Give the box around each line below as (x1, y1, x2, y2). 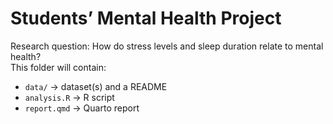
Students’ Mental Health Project (10, 7, 282, 30)
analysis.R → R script (24, 91, 115, 103)
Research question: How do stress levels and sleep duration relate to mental (10, 40, 324, 52)
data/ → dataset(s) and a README (24, 80, 168, 92)
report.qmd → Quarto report (24, 102, 140, 114)
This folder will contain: (10, 61, 107, 73)
